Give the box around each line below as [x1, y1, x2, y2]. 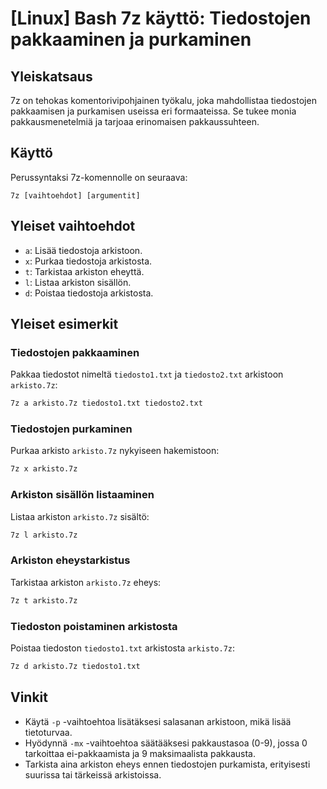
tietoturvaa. [24, 726, 73, 738]
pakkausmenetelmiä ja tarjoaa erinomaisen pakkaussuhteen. [10, 116, 260, 127]
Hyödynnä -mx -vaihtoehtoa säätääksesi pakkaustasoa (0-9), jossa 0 [24, 737, 308, 749]
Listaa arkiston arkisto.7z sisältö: [10, 510, 150, 522]
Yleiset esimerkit [10, 316, 119, 333]
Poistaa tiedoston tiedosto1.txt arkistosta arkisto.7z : [10, 642, 236, 654]
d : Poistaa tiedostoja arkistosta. [24, 287, 154, 299]
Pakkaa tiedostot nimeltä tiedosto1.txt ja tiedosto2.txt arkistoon [10, 368, 284, 381]
